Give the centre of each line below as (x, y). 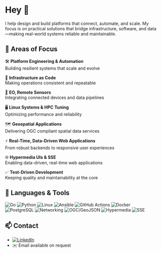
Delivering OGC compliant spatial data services (52, 131)
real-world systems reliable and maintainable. (71, 34)
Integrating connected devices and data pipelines (55, 97)
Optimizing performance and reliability (44, 114)
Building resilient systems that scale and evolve (53, 68)
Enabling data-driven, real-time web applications (54, 162)
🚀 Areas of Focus (31, 49)
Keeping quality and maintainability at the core (52, 177)
